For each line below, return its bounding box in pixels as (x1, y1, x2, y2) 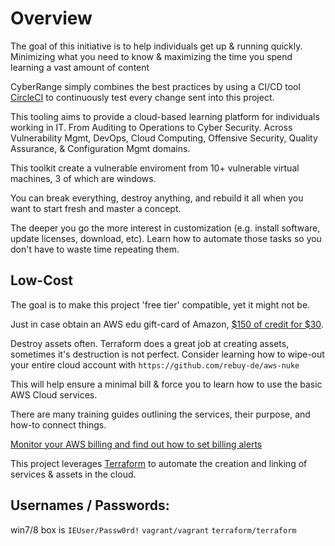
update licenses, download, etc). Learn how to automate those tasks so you (10, 232, 322, 244)
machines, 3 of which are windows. (10, 172, 157, 184)
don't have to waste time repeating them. (10, 243, 180, 255)
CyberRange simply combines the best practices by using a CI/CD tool (10, 80, 301, 92)
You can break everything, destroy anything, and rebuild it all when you (10, 192, 304, 204)
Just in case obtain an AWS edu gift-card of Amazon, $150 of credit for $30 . (10, 318, 324, 330)
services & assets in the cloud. (10, 468, 137, 480)
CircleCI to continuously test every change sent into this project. (10, 91, 275, 103)
